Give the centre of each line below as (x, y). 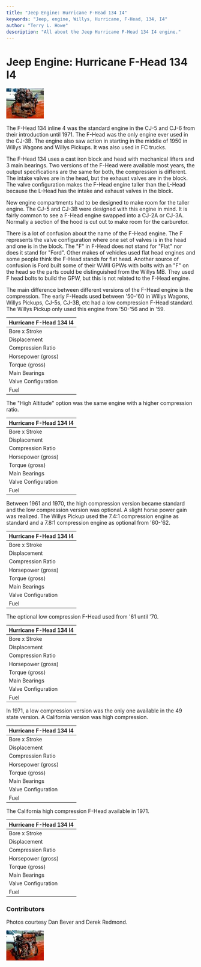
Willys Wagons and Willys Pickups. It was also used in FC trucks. (86, 147)
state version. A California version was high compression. (77, 717)
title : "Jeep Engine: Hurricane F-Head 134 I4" (67, 13)
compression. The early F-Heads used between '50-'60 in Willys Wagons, (98, 296)
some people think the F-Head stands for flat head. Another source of (92, 259)
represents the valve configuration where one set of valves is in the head (97, 240)
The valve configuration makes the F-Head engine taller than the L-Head (96, 185)
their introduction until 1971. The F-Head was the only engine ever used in (97, 135)
